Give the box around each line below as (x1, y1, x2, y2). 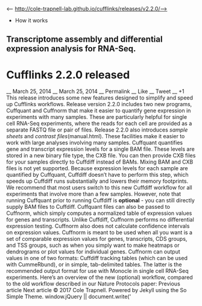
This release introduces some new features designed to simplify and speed (6, 94, 194, 101)
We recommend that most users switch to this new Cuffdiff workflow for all (6, 184, 192, 191)
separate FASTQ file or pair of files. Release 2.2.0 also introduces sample (6, 126, 188, 133)
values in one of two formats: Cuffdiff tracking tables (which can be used (6, 255, 188, 262)
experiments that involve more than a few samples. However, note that (6, 190, 181, 198)
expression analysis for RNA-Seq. (6, 43, 136, 54)
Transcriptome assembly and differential (6, 34, 163, 45)
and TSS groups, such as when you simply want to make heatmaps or (6, 241, 180, 249)
